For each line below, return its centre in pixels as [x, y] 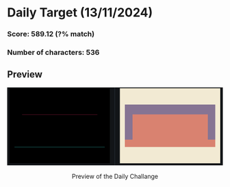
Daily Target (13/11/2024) [80, 13]
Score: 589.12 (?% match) [51, 34]
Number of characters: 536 [53, 53]
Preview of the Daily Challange [115, 177]
